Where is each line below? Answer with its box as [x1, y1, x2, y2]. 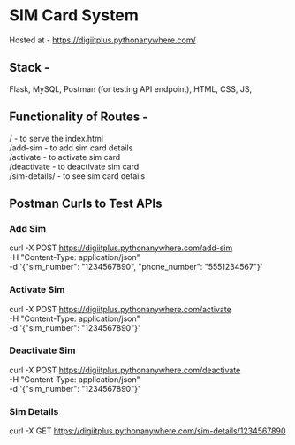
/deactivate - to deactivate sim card [9, 161, 140, 172]
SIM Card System [9, 5, 139, 26]
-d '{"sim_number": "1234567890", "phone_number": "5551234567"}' [9, 262, 263, 272]
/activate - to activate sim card [9, 151, 121, 162]
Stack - [9, 60, 50, 75]
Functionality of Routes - [9, 110, 148, 125]
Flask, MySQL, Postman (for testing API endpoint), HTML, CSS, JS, [9, 83, 253, 94]
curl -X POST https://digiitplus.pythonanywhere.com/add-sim [9, 242, 233, 253]
